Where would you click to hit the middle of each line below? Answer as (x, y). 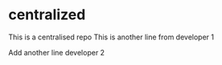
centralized (47, 15)
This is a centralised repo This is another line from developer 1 (111, 37)
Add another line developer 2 (57, 52)
